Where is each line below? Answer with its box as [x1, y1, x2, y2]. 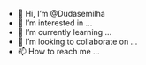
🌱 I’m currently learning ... [17, 27, 112, 37]
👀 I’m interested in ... [17, 18, 93, 28]
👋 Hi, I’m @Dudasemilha [17, 9, 106, 18]
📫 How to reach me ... [17, 47, 100, 56]
